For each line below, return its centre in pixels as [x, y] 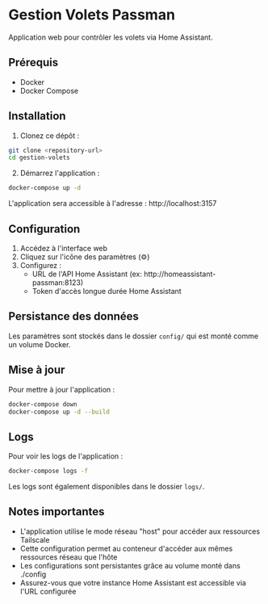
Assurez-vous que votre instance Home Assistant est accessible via [133, 582]
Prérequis [33, 63]
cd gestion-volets [39, 158]
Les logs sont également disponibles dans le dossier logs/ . [107, 487]
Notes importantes [57, 512]
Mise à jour [37, 370]
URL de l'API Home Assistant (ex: [87, 274]
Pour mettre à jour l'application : [62, 389]
